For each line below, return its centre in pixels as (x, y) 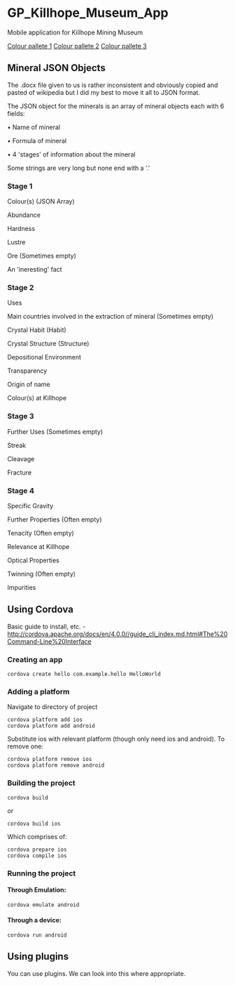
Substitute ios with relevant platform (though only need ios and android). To (116, 739)
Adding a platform (38, 692)
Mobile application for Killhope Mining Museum (75, 32)
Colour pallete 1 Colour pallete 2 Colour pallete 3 (77, 46)
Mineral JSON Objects (57, 68)
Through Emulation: (37, 890)
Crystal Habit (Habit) (37, 330)
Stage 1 (20, 186)
